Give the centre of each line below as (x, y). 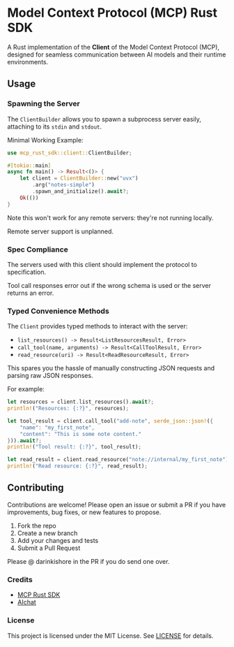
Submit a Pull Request (49, 548)
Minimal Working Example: (45, 140)
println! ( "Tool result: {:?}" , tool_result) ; (74, 447)
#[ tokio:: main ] (29, 166)
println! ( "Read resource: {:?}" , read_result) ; (78, 466)
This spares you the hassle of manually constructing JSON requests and (111, 368)
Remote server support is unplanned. (60, 231)
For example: (26, 389)
